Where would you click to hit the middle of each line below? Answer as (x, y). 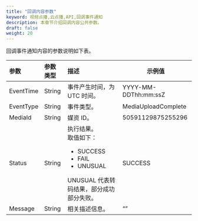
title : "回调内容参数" (31, 11)
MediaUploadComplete (154, 106)
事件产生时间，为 (91, 87)
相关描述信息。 (88, 209)
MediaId (20, 118)
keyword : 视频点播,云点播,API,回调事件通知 (55, 17)
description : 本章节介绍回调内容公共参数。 (54, 22)
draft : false (22, 28)
